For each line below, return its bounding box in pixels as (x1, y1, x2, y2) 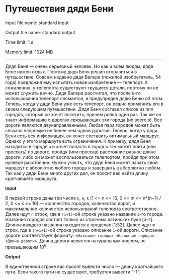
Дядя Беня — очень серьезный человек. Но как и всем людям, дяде (5, 63, 153, 69)
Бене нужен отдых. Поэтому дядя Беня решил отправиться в (5, 68, 137, 74)
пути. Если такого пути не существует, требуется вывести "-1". (5, 268, 141, 274)
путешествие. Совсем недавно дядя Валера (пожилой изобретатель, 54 (5, 74, 161, 80)
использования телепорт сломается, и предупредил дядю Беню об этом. (5, 95, 163, 101)
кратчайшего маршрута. (5, 175, 58, 181)
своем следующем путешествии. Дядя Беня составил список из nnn (5, 106, 154, 112)
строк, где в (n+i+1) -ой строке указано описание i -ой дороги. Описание (5, 227, 163, 233)
